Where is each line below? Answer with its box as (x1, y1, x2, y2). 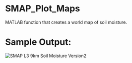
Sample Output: (5, 36, 71, 48)
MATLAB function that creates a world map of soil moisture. (5, 19, 128, 25)
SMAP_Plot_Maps (5, 3, 80, 14)
